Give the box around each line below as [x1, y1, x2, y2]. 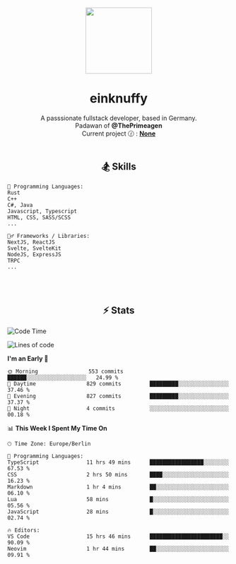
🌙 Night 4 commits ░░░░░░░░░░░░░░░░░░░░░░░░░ [7, 404, 230, 412]
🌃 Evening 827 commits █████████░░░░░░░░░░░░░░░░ [7, 392, 230, 400]
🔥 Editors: [7, 527, 40, 534]
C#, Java [7, 201, 33, 208]
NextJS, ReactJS [7, 239, 55, 246]
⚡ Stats [102, 304, 135, 317]
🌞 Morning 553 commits [7, 368, 124, 375]
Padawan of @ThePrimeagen [75, 121, 163, 130]
